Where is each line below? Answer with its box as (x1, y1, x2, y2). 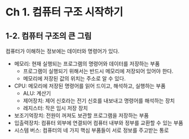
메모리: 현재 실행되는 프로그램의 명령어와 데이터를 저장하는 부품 (14, 60, 161, 67)
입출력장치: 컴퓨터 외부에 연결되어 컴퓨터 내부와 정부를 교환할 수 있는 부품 (14, 119, 184, 126)
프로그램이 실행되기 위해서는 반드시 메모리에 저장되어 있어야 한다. (23, 67, 174, 75)
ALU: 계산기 (23, 90, 52, 96)
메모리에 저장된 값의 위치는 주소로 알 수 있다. (23, 75, 126, 82)
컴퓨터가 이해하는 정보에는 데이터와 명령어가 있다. (5, 48, 120, 54)
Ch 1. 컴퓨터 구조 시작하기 (5, 5, 124, 19)
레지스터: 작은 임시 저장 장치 (23, 105, 88, 111)
